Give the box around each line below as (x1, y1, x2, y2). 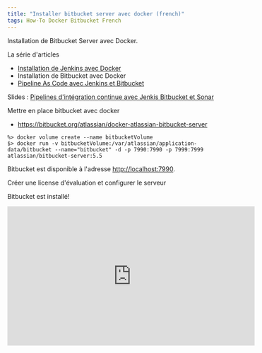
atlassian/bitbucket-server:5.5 (7, 152, 102, 159)
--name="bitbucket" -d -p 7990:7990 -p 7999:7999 (54, 146, 203, 153)
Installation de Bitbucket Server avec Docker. (7, 36, 138, 45)
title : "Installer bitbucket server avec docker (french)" (7, 10, 185, 18)
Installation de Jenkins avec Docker (17, 64, 121, 72)
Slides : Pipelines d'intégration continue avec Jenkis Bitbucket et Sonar (7, 93, 214, 101)
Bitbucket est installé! (7, 192, 70, 200)
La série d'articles (7, 50, 60, 59)
